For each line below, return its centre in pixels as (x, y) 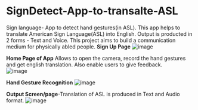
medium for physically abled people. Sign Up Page (69, 47)
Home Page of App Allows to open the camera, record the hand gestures (96, 58)
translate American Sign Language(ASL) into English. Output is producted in (99, 33)
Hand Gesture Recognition (40, 82)
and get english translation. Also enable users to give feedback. (84, 65)
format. (15, 100)
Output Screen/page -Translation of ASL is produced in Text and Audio (93, 94)
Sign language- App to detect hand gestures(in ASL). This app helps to (93, 27)
